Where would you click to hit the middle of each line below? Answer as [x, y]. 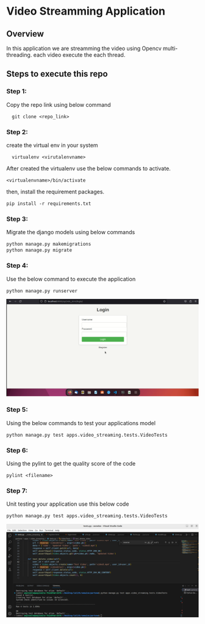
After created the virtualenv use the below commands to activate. [88, 168]
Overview [25, 34]
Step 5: [17, 410]
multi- [170, 48]
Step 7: [17, 491]
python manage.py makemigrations [49, 244]
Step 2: [17, 132]
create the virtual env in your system [52, 145]
